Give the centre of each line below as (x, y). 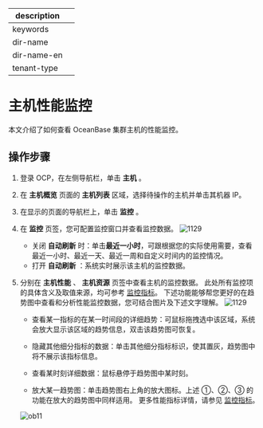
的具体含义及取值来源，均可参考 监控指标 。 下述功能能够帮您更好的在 (133, 292)
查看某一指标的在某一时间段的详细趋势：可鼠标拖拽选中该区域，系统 (143, 319)
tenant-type (35, 68)
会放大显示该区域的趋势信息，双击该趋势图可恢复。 (116, 329)
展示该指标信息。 (74, 356)
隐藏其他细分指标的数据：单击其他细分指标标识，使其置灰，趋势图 (140, 346)
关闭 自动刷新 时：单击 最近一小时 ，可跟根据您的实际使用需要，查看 (142, 245)
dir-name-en (38, 55)
